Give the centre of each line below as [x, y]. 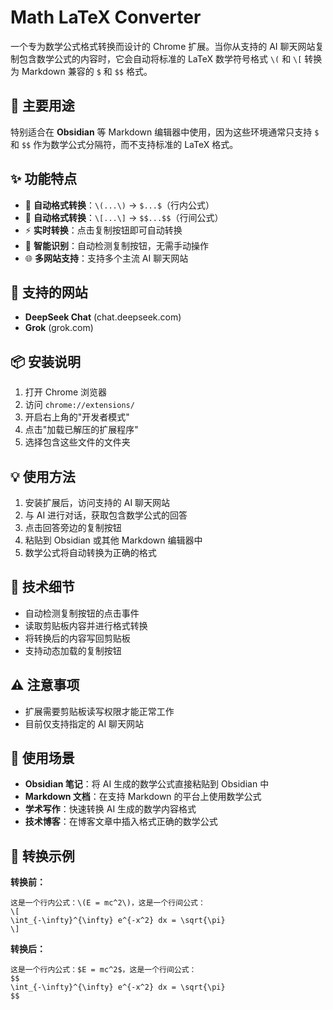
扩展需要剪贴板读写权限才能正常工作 [99, 711]
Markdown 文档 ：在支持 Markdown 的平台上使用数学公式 [143, 797]
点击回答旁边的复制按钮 [73, 527]
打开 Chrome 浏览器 [66, 392]
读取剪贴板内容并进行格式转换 [86, 625]
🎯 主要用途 [42, 106]
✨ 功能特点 [44, 179]
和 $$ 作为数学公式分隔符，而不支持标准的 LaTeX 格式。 [124, 144]
